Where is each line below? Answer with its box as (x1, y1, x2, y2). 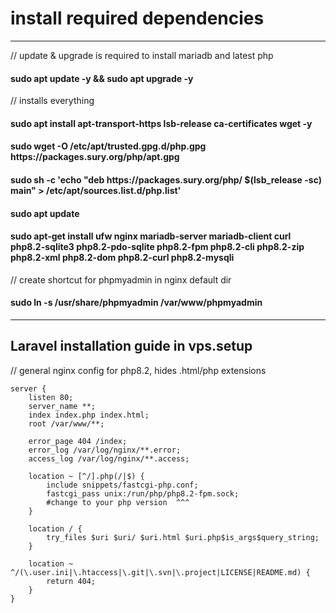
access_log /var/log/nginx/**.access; (28, 453, 190, 464)
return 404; (46, 576, 97, 586)
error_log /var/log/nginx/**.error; (28, 445, 182, 455)
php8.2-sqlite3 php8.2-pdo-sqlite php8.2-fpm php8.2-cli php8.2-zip (10, 241, 305, 253)
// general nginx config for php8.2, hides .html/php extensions (10, 364, 267, 376)
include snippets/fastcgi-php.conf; (46, 480, 199, 490)
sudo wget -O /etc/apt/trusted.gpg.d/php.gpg (10, 140, 207, 152)
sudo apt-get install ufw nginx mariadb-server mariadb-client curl (10, 230, 292, 242)
